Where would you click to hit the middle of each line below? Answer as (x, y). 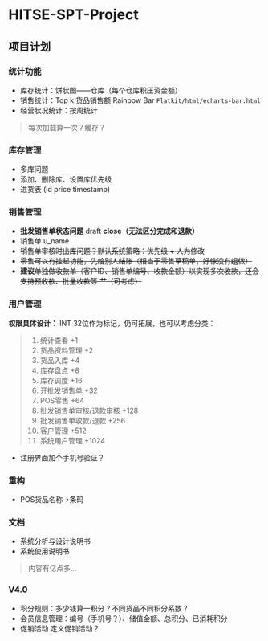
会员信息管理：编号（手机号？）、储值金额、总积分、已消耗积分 (124, 618)
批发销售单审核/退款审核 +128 (89, 410)
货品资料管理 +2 (67, 350)
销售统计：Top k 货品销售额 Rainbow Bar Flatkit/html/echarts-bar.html (140, 100)
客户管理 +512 (63, 431)
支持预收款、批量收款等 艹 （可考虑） (81, 281)
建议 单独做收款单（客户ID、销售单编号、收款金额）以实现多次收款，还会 (139, 272)
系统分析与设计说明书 (55, 541)
